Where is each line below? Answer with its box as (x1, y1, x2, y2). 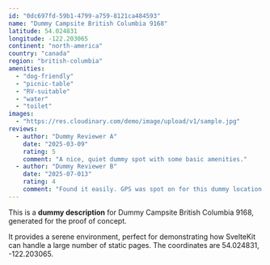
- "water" (15, 95, 49, 103)
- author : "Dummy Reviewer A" (15, 132, 117, 140)
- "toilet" (15, 102, 53, 110)
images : (8, 110, 35, 118)
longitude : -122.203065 (8, 34, 89, 43)
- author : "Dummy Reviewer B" (15, 163, 117, 171)
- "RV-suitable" (15, 87, 70, 96)
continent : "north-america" (8, 42, 103, 50)
